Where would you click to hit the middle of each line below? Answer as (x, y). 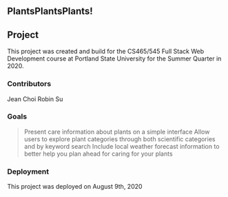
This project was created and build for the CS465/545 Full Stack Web (106, 52)
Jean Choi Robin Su (35, 98)
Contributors (29, 84)
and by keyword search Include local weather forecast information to (122, 146)
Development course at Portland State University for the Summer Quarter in (114, 59)
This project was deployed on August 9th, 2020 (75, 187)
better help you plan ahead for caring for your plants (99, 154)
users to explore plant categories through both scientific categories (120, 139)
